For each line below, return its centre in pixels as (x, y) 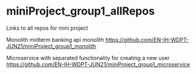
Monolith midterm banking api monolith (55, 39)
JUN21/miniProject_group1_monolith (51, 46)
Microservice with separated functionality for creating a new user (88, 58)
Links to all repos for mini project (47, 28)
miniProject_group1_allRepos (80, 11)
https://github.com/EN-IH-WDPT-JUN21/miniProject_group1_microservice (98, 64)
